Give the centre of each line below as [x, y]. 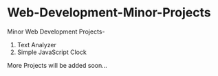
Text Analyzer [37, 45]
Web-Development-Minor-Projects [109, 13]
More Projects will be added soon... [57, 65]
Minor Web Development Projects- [56, 31]
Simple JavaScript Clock [52, 52]
